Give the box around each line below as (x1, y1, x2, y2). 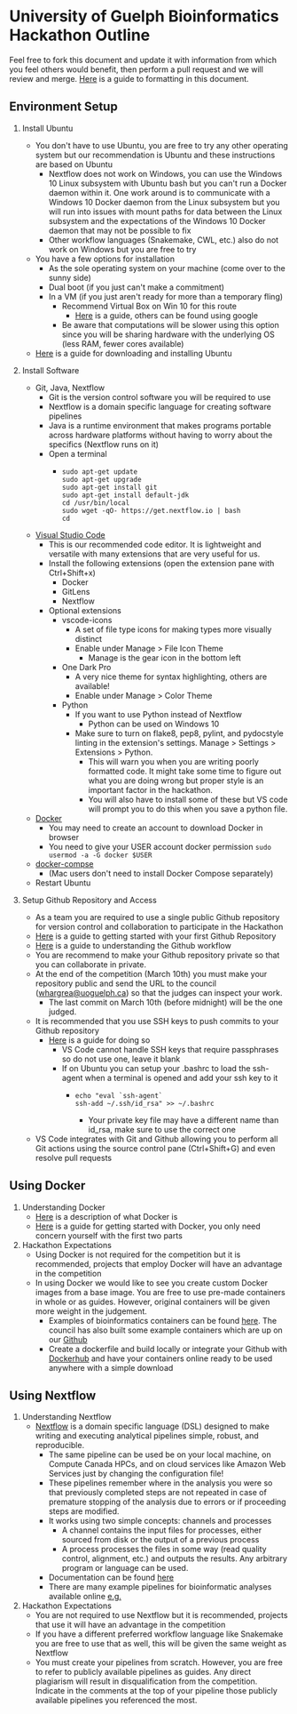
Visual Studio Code (35, 529, 106, 540)
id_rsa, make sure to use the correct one (88, 1124, 237, 1134)
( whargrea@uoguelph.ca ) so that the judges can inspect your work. (35, 987, 283, 997)
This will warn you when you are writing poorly (88, 756, 260, 766)
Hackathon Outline (9, 25, 151, 45)
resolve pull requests (35, 1152, 113, 1163)
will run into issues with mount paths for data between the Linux (48, 206, 283, 217)
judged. (48, 1006, 77, 1017)
